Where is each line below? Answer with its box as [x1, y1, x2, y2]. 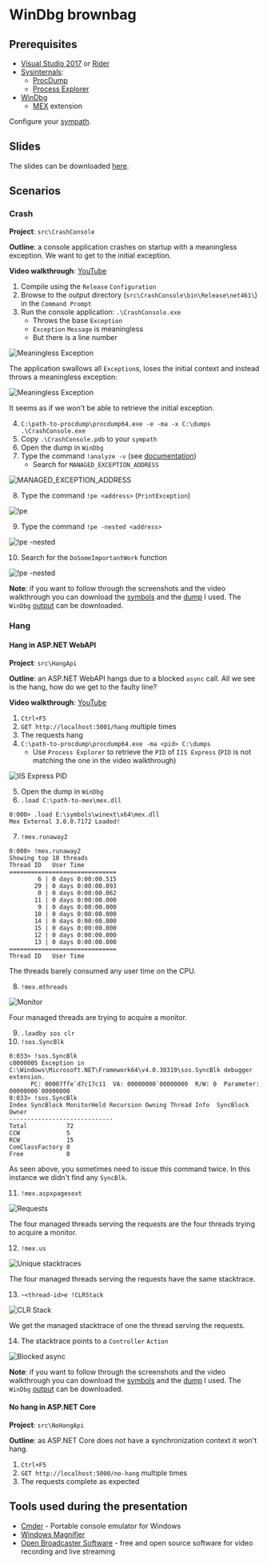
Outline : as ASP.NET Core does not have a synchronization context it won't [9, 1435, 257, 1445]
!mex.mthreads [20, 982, 68, 991]
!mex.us [20, 1244, 46, 1253]
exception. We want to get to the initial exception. [9, 250, 172, 260]
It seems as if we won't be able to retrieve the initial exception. [9, 402, 215, 413]
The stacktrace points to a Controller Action [20, 1336, 169, 1346]
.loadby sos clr [20, 1030, 75, 1038]
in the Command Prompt [20, 298, 92, 308]
